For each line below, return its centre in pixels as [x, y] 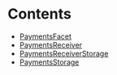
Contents [40, 14]
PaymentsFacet [45, 36]
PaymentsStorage [49, 62]
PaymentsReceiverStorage [64, 53]
